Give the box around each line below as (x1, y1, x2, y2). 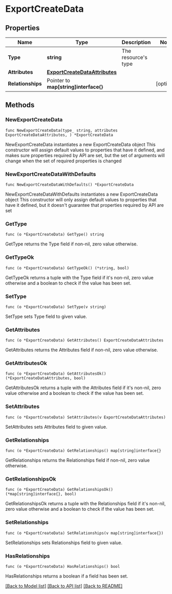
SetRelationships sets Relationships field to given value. (5, 540, 123, 546)
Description (121, 39, 151, 46)
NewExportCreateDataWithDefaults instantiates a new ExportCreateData (5, 191, 158, 197)
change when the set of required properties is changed (5, 158, 122, 164)
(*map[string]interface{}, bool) (5, 491, 77, 497)
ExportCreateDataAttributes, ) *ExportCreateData (5, 132, 114, 138)
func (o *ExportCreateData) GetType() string (5, 232, 104, 237)
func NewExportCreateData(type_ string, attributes (5, 128, 118, 133)
